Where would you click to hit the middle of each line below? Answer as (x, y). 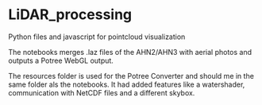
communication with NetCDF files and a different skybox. (102, 92)
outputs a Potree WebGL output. (61, 60)
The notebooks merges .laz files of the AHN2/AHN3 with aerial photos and (130, 52)
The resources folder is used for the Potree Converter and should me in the (131, 76)
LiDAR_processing (70, 15)
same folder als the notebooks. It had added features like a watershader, (127, 84)
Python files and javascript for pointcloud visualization (97, 37)
